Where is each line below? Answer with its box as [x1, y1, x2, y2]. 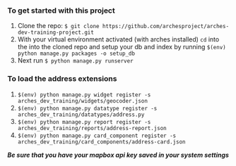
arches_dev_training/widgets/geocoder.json [17, 97, 148, 104]
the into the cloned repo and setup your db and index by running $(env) [17, 43, 226, 51]
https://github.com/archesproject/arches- [102, 23, 230, 30]
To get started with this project [7, 6, 115, 15]
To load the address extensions [7, 74, 117, 84]
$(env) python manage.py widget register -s [17, 91, 151, 98]
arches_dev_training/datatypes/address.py [17, 111, 145, 118]
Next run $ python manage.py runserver [17, 56, 134, 65]
